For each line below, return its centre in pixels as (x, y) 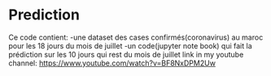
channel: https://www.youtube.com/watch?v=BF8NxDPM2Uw (112, 63)
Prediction (44, 15)
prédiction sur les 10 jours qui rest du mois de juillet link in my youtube (126, 54)
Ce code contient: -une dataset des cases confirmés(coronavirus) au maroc (136, 37)
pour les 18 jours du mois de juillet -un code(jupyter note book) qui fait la (130, 45)
